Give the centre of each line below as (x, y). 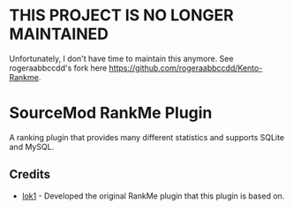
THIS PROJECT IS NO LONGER (121, 15)
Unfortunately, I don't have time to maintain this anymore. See (121, 58)
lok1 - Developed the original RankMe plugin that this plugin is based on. (153, 196)
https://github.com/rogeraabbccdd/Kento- (186, 68)
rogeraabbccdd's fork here (58, 68)
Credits (30, 174)
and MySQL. (32, 146)
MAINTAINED (59, 34)
